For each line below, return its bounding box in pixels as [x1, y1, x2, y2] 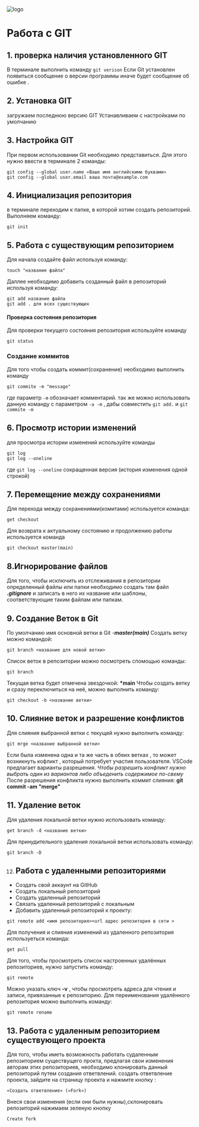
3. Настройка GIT [7, 135, 74, 145]
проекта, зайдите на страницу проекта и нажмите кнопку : [7, 1076, 156, 1083]
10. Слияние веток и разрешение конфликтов [7, 713, 185, 724]
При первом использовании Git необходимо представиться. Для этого [7, 151, 188, 158]
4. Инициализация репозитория [7, 191, 132, 201]
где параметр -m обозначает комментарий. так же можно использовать [7, 394, 191, 401]
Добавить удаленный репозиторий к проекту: [15, 906, 132, 914]
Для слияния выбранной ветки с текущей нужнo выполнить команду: [7, 729, 184, 736]
